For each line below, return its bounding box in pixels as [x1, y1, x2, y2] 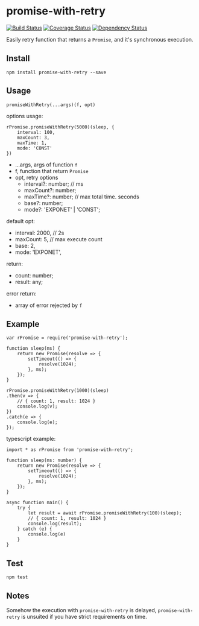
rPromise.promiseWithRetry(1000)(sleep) [6, 388, 110, 394]
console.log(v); [17, 403, 58, 409]
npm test [6, 574, 28, 580]
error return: [6, 289, 37, 297]
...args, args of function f [14, 161, 78, 168]
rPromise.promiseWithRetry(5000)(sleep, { [6, 124, 115, 130]
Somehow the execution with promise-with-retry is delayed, [6, 607, 157, 613]
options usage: [6, 112, 43, 119]
